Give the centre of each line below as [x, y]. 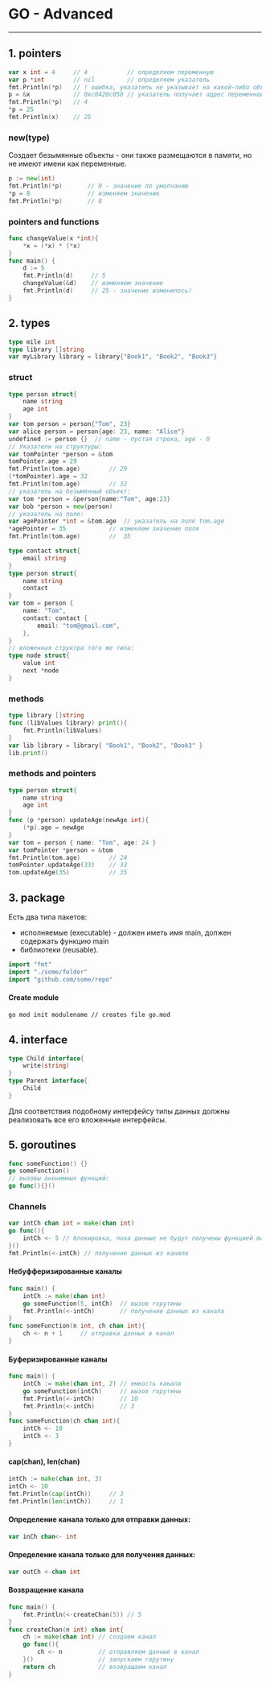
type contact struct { [45, 551]
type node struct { [39, 656]
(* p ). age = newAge [53, 828]
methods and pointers [52, 774]
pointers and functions [54, 221]
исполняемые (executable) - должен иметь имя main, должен [125, 932]
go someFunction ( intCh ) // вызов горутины [102, 1391]
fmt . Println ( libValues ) [63, 730]
